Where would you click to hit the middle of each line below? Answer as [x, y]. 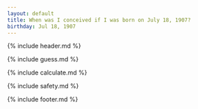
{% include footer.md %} [43, 99]
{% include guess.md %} [43, 59]
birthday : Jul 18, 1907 [42, 26]
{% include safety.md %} [43, 86]
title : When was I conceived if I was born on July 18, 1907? [99, 20]
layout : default [31, 13]
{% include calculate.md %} [47, 72]
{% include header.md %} [44, 46]
